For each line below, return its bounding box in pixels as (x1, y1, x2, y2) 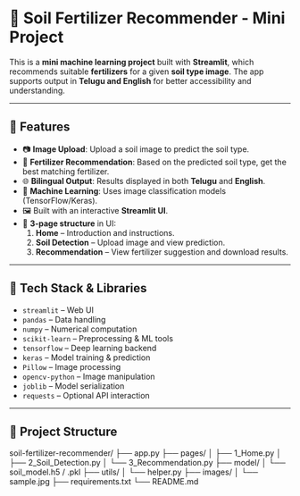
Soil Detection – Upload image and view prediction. (35, 237, 226, 248)
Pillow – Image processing (21, 361, 121, 372)
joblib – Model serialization (21, 380, 125, 391)
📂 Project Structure (9, 424, 118, 439)
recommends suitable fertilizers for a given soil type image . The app (9, 66, 264, 77)
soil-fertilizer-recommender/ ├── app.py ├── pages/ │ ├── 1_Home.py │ (9, 448, 282, 458)
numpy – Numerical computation (21, 324, 137, 334)
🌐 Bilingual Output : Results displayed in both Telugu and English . (21, 175, 266, 186)
